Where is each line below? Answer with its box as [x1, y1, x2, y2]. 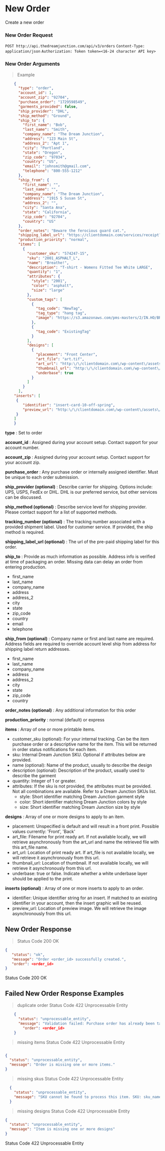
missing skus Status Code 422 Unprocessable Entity [17, 1076, 124, 1082]
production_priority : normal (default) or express [5, 717, 105, 723]
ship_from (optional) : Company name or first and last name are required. [5, 635, 155, 642]
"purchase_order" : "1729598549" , [18, 100, 87, 105]
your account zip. [5, 460, 41, 466]
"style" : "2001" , [31, 278, 67, 284]
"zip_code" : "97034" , [23, 155, 67, 159]
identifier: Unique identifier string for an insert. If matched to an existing [12, 895, 158, 901]
